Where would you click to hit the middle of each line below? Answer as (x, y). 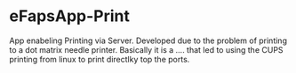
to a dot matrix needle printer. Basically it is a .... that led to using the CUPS (146, 49)
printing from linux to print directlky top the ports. (100, 59)
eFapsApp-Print (70, 16)
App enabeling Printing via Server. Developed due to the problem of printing (148, 40)
